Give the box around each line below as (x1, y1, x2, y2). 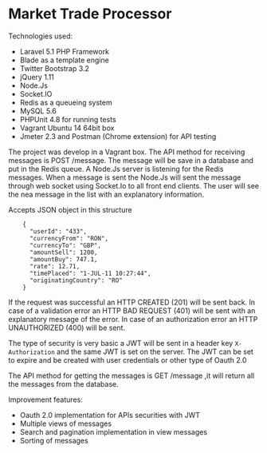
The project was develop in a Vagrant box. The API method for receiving (8, 147, 245, 157)
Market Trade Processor (8, 5, 172, 23)
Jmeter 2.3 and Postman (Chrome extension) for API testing (19, 131, 217, 141)
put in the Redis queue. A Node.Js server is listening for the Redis (8, 164, 224, 173)
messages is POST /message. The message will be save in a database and (8, 155, 253, 165)
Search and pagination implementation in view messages (19, 427, 208, 436)
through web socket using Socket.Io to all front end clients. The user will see (8, 181, 259, 190)
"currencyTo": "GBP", (29, 241, 102, 249)
